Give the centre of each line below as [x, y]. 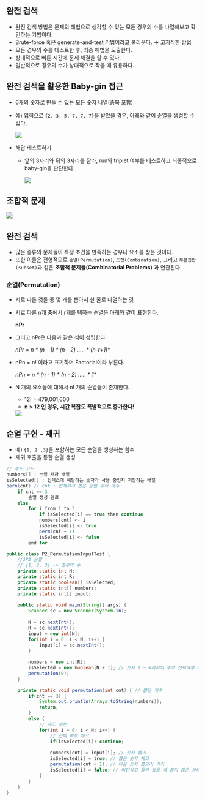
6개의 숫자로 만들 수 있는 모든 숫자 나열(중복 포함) [74, 102]
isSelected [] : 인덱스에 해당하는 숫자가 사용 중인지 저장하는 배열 [81, 480]
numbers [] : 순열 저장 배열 [38, 475]
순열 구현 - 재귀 [33, 434]
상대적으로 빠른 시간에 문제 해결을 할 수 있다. [68, 58]
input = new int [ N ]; [54, 634]
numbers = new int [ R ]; [57, 662]
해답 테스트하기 [33, 147]
